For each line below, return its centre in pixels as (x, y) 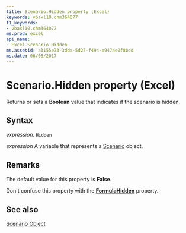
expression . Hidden (29, 135)
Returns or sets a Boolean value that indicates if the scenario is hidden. (93, 102)
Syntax (20, 120)
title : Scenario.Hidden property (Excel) (58, 12)
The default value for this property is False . (59, 180)
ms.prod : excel (25, 34)
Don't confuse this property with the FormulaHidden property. (82, 191)
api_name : (18, 39)
